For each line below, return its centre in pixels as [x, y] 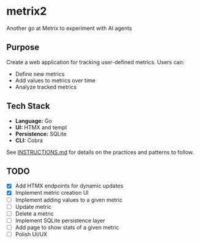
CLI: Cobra [29, 140]
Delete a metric [34, 213]
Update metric [33, 206]
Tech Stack [28, 106]
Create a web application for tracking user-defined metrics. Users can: [95, 62]
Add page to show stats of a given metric [67, 227]
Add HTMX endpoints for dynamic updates [69, 186]
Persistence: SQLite [41, 134]
